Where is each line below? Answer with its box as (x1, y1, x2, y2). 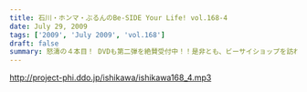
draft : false (9, 38, 59, 48)
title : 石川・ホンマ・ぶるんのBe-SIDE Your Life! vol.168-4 (9, 13, 228, 23)
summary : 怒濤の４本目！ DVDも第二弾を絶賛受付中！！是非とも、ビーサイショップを (9, 47, 287, 56)
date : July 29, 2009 (9, 22, 89, 31)
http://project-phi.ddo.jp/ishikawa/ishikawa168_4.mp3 (9, 72, 212, 83)
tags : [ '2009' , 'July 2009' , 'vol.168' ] (9, 30, 166, 39)
